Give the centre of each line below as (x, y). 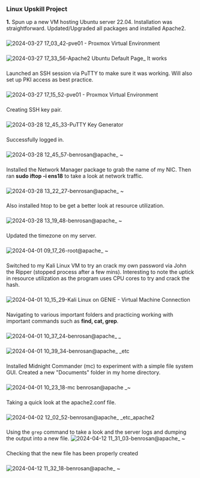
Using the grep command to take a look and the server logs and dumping (96, 432)
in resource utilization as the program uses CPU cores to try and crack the (98, 278)
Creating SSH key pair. (34, 109)
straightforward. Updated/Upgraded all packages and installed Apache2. (96, 28)
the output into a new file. (38, 438)
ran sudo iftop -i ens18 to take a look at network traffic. (75, 176)
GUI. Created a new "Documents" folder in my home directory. (83, 372)
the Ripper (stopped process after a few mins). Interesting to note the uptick (100, 272)
